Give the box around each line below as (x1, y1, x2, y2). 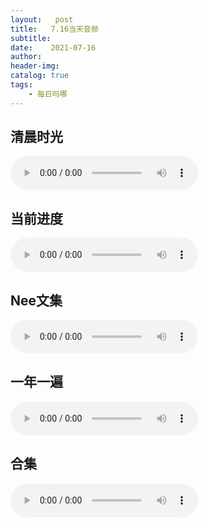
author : (10, 52, 43, 62)
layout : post (10, 14, 74, 25)
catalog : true (10, 71, 70, 81)
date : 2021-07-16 (10, 42, 97, 53)
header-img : (10, 61, 60, 71)
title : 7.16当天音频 (10, 24, 99, 34)
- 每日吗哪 (28, 89, 68, 99)
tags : (10, 80, 33, 90)
